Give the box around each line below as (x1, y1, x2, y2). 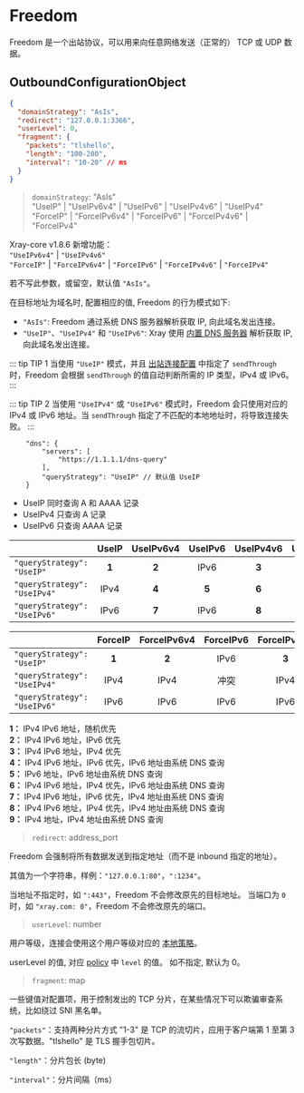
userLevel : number (31, 918, 102, 930)
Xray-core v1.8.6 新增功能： (9, 239, 113, 249)
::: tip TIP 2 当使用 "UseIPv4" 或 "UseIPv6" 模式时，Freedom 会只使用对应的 (9, 398, 288, 409)
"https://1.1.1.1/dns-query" (57, 454, 168, 464)
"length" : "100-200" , (25, 150, 107, 159)
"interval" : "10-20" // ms (25, 158, 128, 167)
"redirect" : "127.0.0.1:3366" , (17, 115, 136, 125)
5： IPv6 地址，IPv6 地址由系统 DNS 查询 (9, 768, 163, 779)
